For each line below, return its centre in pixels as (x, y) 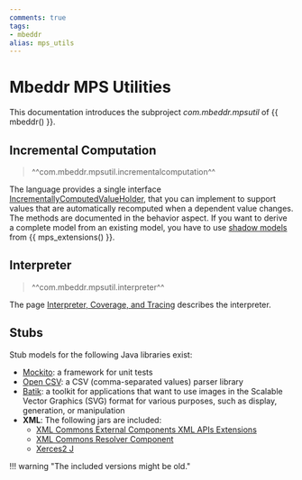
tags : (19, 26)
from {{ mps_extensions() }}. (62, 237)
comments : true (38, 18)
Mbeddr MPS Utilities (90, 87)
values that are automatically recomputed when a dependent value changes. (151, 208)
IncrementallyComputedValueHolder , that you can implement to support (143, 199)
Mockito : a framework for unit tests (87, 372)
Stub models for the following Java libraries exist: (101, 354)
